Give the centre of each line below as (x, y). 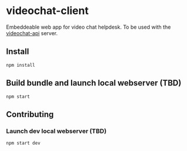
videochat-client (47, 11)
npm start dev (23, 143)
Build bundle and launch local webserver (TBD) (94, 83)
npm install (21, 65)
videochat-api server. (32, 33)
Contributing (30, 114)
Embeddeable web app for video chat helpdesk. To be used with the (89, 27)
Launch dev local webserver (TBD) (56, 131)
